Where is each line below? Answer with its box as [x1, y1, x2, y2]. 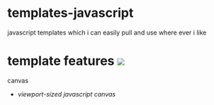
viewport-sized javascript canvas [17, 89, 116, 98]
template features [7, 53, 115, 69]
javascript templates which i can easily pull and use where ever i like [7, 28, 207, 37]
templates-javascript [7, 5, 134, 21]
